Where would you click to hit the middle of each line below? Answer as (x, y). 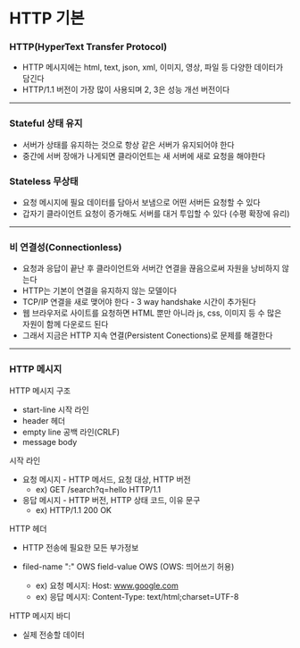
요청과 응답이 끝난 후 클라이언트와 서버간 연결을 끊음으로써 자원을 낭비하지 (151, 268)
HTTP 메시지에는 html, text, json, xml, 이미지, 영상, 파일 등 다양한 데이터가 (153, 67)
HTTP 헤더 (28, 528)
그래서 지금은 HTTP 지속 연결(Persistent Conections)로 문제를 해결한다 (147, 335)
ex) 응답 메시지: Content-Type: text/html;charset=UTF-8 (137, 596)
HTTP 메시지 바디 (40, 615)
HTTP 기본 (47, 18)
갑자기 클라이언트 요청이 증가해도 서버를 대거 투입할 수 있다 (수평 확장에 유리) (156, 214)
